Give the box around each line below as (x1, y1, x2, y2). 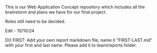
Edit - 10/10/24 (5, 28, 35, 33)
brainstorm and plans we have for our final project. (5, 9, 107, 15)
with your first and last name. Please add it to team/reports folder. (5, 42, 137, 48)
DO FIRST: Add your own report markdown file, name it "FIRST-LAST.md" (5, 37, 153, 43)
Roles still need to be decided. (5, 19, 66, 24)
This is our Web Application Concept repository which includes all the (5, 4, 145, 10)
